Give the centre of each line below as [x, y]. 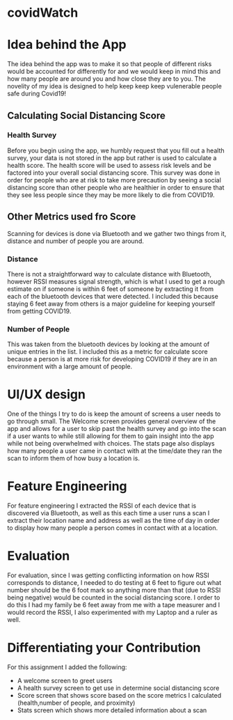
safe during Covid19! [37, 94]
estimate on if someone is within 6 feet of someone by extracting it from [111, 289]
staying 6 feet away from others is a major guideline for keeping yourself [111, 304]
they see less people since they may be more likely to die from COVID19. [111, 195]
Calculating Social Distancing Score [86, 115]
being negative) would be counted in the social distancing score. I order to [114, 597]
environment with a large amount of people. [70, 366]
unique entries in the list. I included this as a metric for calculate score [107, 352]
